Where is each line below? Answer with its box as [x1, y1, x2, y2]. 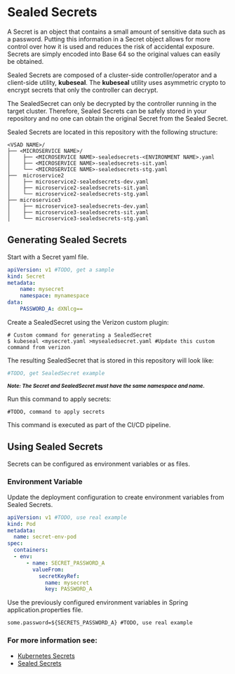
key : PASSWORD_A [44, 586, 93, 593]
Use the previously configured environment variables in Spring [7, 598, 188, 607]
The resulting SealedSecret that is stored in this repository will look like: [7, 356, 214, 365]
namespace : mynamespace [20, 292, 90, 299]
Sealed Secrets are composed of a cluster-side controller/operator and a [7, 71, 217, 79]
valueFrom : [32, 566, 65, 573]
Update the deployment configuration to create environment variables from [7, 492, 224, 501]
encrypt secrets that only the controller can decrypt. [7, 86, 159, 94]
